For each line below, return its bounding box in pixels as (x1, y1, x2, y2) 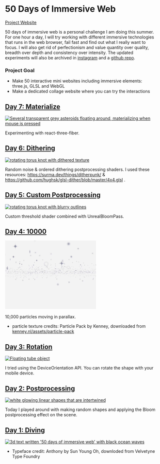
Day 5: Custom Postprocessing (5, 191, 101, 199)
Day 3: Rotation (5, 342, 52, 351)
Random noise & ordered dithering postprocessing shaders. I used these (5, 167, 150, 172)
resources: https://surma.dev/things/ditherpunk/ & (5, 171, 106, 177)
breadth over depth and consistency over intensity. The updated (5, 50, 133, 56)
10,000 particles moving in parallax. (5, 314, 76, 320)
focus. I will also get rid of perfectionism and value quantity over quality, (5, 44, 149, 50)
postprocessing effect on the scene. (5, 412, 78, 418)
